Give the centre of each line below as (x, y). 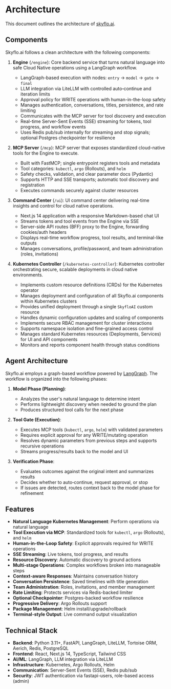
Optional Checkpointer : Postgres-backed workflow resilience (78, 598)
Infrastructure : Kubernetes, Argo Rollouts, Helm (63, 665)
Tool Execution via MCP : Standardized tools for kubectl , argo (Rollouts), (89, 532)
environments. (28, 275)
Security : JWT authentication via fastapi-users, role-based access (83, 676)
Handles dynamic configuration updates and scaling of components (92, 318)
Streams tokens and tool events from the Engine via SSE (80, 221)
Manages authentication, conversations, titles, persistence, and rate (92, 105)
